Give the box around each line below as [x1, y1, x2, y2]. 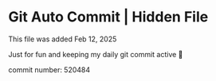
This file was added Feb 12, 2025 [8, 34, 117, 44]
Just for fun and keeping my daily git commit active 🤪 [8, 49, 183, 59]
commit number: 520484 [8, 64, 91, 75]
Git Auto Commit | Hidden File [8, 8, 209, 26]
